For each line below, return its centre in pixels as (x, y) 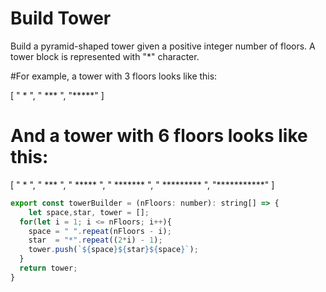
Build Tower (61, 18)
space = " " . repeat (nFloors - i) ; (100, 231)
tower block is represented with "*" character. (105, 56)
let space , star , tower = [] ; (89, 212)
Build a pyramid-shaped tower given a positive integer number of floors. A (163, 46)
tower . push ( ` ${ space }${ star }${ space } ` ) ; (113, 250)
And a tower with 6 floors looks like (159, 136)
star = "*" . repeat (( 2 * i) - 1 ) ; (95, 240)
